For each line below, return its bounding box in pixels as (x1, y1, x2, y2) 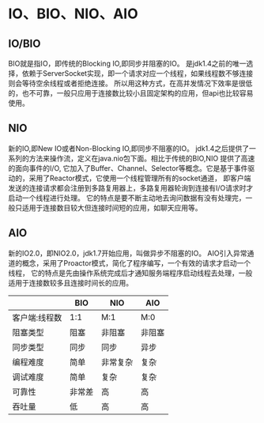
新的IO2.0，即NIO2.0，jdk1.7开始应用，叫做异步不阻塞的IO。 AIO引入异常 (8, 248, 247, 258)
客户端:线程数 (12, 312, 62, 323)
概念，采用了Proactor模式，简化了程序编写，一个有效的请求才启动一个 (21, 258, 251, 267)
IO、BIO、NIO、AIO (8, 5, 138, 23)
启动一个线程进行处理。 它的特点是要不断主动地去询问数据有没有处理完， (8, 193, 246, 202)
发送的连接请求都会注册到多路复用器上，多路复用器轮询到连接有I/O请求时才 (8, 183, 254, 192)
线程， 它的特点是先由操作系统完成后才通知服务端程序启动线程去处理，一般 (8, 268, 253, 278)
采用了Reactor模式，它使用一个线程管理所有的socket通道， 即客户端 (28, 173, 251, 183)
